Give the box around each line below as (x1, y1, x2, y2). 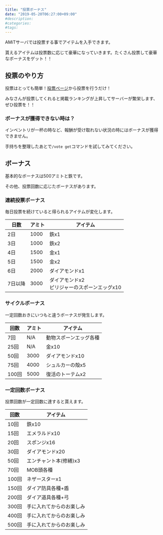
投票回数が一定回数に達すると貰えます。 (5, 398, 86, 404)
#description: (5, 16, 34, 21)
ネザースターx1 (26, 476, 62, 482)
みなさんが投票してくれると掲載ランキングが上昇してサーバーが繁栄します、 (5, 96, 158, 101)
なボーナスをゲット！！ (5, 56, 52, 61)
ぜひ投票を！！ (5, 101, 35, 107)
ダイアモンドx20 (26, 448, 65, 455)
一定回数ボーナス (5, 386, 45, 393)
